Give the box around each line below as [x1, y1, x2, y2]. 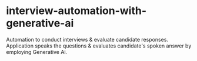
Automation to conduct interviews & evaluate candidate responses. [6, 36, 169, 43]
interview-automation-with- [6, 4, 147, 18]
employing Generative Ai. [6, 48, 68, 55]
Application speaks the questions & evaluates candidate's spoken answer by [6, 42, 192, 49]
